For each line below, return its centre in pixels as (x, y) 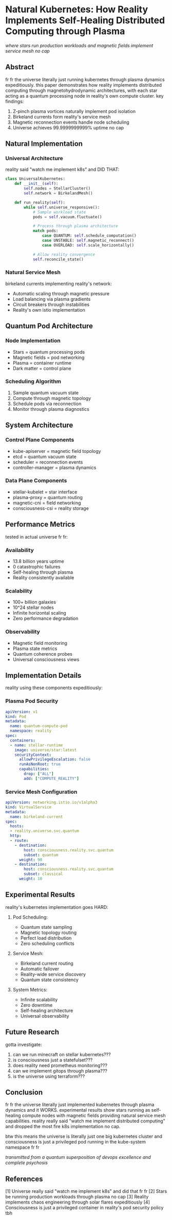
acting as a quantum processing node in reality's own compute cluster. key (84, 96)
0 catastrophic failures (36, 566)
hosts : (17, 826)
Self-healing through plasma (43, 572)
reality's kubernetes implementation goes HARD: (57, 907)
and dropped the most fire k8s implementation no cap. (63, 1127)
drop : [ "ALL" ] (39, 774)
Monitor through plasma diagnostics (51, 409)
